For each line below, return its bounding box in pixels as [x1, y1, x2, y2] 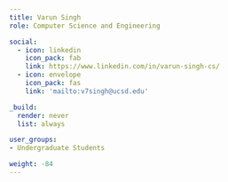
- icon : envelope [17, 70, 82, 80]
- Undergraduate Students [9, 144, 105, 153]
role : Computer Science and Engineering [9, 21, 161, 30]
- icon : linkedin [17, 45, 82, 54]
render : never [17, 111, 69, 120]
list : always [17, 119, 66, 129]
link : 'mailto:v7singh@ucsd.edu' [25, 86, 149, 96]
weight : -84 [9, 160, 53, 169]
